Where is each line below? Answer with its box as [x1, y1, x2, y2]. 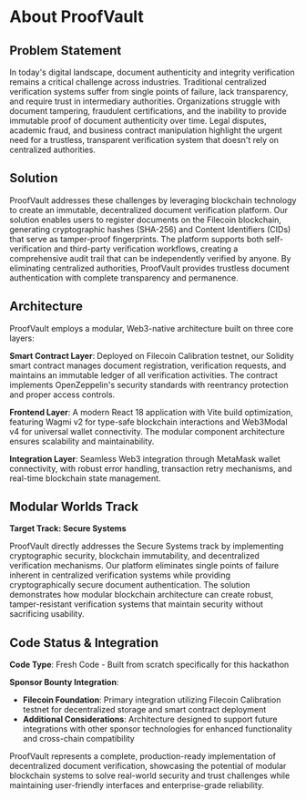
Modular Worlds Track [9, 499, 139, 515]
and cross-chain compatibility [22, 733, 135, 744]
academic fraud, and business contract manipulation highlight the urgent [9, 125, 282, 136]
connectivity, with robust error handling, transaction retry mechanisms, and [9, 463, 292, 474]
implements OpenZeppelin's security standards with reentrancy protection [9, 379, 289, 390]
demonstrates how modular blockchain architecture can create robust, [9, 590, 274, 600]
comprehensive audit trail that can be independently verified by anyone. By [9, 252, 291, 263]
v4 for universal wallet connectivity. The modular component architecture [9, 426, 285, 436]
